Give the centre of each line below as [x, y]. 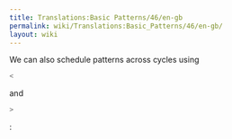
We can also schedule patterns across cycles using [104, 60]
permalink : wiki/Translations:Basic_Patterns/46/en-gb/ [116, 26]
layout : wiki [34, 34]
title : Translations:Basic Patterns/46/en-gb [96, 17]
